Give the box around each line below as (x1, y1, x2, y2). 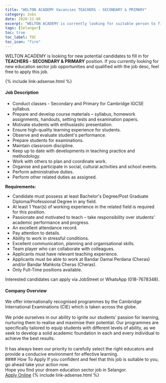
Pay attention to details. (12, 230, 61, 236)
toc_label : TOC (5, 35, 37, 40)
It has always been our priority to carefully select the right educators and (5, 346, 154, 352)
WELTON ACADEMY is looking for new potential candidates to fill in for (5, 53, 149, 59)
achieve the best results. (5, 336, 55, 341)
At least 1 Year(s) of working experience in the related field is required (12, 204, 155, 210)
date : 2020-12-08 (5, 16, 41, 21)
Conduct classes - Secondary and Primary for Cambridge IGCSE (12, 100, 144, 106)
